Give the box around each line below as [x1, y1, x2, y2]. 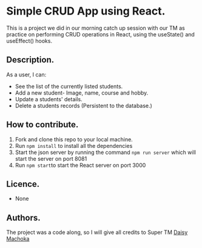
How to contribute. [6, 119, 79, 130]
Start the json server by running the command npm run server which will [15, 149, 196, 156]
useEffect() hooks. [6, 37, 53, 44]
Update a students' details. [15, 95, 83, 102]
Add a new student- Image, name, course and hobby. [15, 89, 149, 96]
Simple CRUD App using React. [6, 4, 166, 18]
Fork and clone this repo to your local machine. [15, 135, 133, 143]
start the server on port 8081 [15, 155, 87, 162]
